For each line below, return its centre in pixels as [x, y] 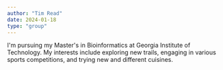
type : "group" [27, 26]
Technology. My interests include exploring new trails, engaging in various [112, 52]
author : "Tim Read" [35, 13]
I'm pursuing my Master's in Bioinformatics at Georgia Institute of [99, 46]
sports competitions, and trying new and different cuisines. [90, 60]
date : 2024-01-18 [32, 20]
